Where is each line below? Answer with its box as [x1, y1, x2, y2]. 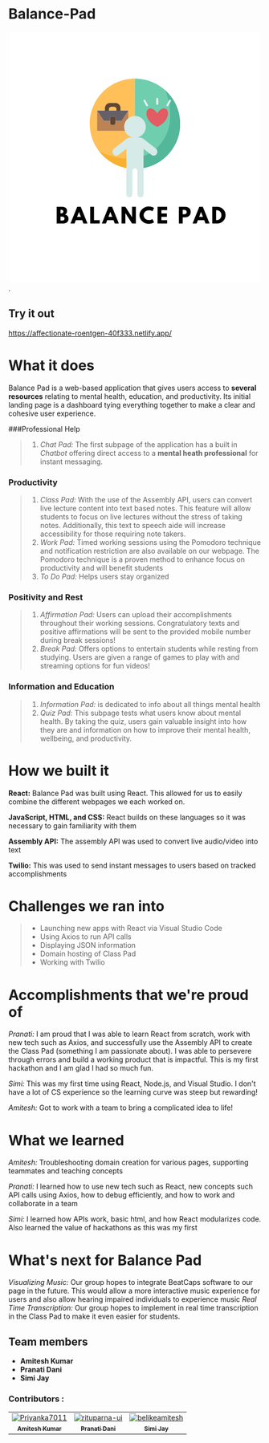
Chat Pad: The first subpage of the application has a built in [39, 439, 238, 449]
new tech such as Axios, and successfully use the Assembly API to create [8, 1038, 253, 1047]
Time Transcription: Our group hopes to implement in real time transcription [8, 1303, 259, 1313]
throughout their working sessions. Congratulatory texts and [39, 619, 240, 628]
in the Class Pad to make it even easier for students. [8, 1311, 181, 1321]
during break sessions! [39, 636, 116, 645]
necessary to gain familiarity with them [8, 820, 137, 831]
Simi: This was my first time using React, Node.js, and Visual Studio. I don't [8, 1079, 256, 1088]
